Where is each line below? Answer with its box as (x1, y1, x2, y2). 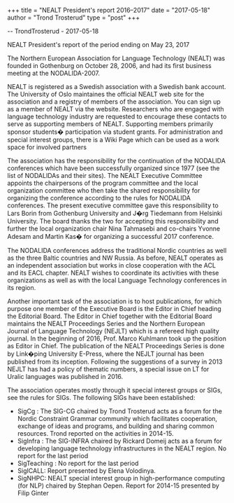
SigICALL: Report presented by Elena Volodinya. (17, 467, 156, 475)
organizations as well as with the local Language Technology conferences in (7, 276, 227, 284)
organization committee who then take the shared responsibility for (7, 186, 200, 195)
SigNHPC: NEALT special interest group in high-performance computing (17, 474, 226, 482)
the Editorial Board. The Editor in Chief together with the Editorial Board (7, 312, 212, 320)
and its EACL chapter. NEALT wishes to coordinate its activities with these (7, 269, 219, 277)
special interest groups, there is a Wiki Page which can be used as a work (7, 136, 219, 144)
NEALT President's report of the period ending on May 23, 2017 (7, 41, 190, 48)
